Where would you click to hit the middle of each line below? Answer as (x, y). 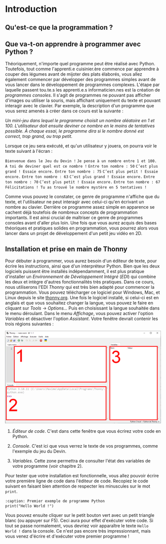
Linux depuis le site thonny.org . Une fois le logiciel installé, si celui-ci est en (82, 298)
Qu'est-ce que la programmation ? (59, 27)
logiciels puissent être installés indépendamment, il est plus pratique (75, 272)
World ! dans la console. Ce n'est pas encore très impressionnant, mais (78, 531)
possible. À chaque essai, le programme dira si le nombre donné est (75, 131)
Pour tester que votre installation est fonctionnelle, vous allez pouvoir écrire (82, 476)
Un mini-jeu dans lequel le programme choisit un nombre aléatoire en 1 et (80, 121)
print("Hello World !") (30, 506)
